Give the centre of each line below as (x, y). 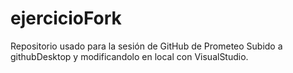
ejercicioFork (66, 18)
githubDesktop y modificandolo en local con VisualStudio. (129, 56)
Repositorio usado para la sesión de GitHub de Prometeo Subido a (146, 46)
